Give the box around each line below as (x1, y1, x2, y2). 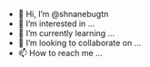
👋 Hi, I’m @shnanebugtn (17, 9, 109, 19)
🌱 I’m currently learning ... (17, 28, 115, 38)
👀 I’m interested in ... (17, 18, 95, 29)
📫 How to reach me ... (17, 48, 103, 58)
